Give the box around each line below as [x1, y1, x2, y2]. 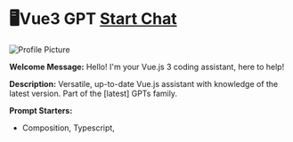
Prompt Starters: [9, 105, 73, 115]
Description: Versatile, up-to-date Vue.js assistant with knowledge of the [9, 78, 279, 89]
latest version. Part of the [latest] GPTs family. [9, 88, 178, 99]
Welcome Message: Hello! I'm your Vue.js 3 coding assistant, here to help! [9, 61, 285, 72]
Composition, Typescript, [21, 122, 116, 133]
